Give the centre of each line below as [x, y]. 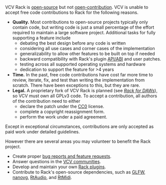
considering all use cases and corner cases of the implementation [87, 48]
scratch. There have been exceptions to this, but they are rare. [76, 85]
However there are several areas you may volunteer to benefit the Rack [78, 141]
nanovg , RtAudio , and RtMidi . [42, 177]
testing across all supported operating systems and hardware [83, 64]
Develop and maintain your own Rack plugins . [59, 167]
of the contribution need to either [46, 101]
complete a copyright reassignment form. [62, 112]
